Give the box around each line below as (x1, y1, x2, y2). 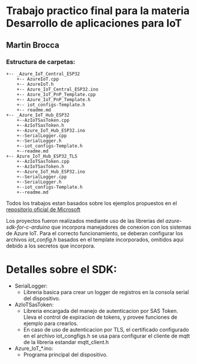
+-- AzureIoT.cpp (16, 76, 59, 82)
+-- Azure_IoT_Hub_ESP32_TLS (6, 153, 78, 159)
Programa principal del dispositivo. (23, 351, 108, 358)
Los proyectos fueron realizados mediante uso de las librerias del (6, 217, 165, 224)
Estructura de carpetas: (6, 58, 75, 66)
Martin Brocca (6, 40, 60, 50)
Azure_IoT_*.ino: (14, 345, 54, 352)
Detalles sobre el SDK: (6, 263, 118, 276)
